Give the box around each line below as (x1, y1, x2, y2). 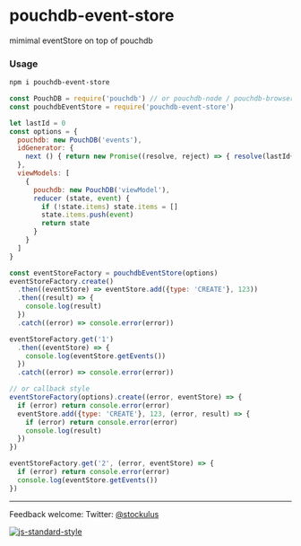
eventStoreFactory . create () (9, 277, 115, 286)
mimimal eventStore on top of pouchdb (9, 35, 154, 46)
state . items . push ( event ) (41, 210, 134, 220)
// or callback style (9, 384, 90, 393)
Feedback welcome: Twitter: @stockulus (9, 508, 159, 519)
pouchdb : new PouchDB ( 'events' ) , (17, 136, 142, 145)
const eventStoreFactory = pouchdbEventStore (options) (9, 269, 219, 277)
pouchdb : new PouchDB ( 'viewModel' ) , (32, 185, 170, 194)
